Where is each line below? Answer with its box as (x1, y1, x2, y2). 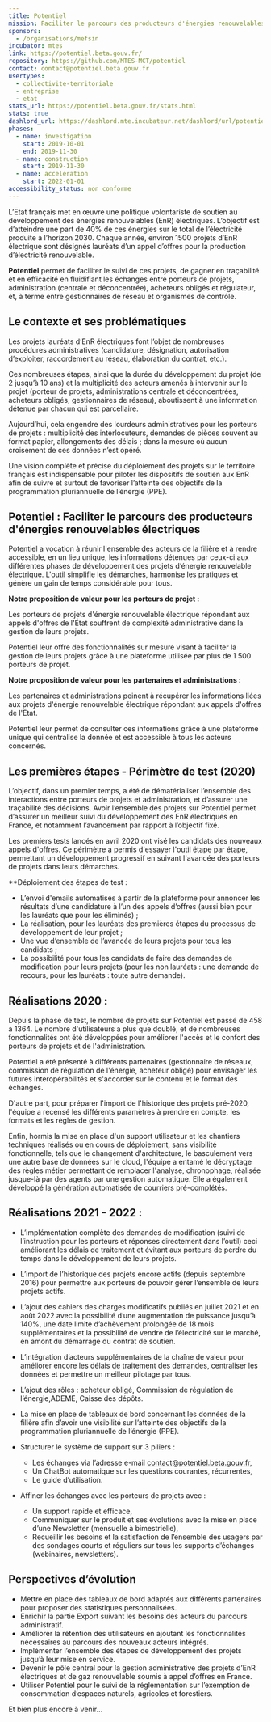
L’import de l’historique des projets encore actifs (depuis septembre (19, 1269, 246, 1279)
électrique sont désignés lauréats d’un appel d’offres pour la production (8, 241, 246, 251)
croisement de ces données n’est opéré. (8, 445, 143, 455)
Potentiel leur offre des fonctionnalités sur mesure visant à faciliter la (8, 642, 237, 652)
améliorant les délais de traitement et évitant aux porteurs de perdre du (19, 1245, 257, 1254)
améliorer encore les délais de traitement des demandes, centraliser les (19, 1360, 258, 1370)
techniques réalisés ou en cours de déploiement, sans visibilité (8, 1140, 217, 1149)
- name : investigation (15, 132, 92, 140)
